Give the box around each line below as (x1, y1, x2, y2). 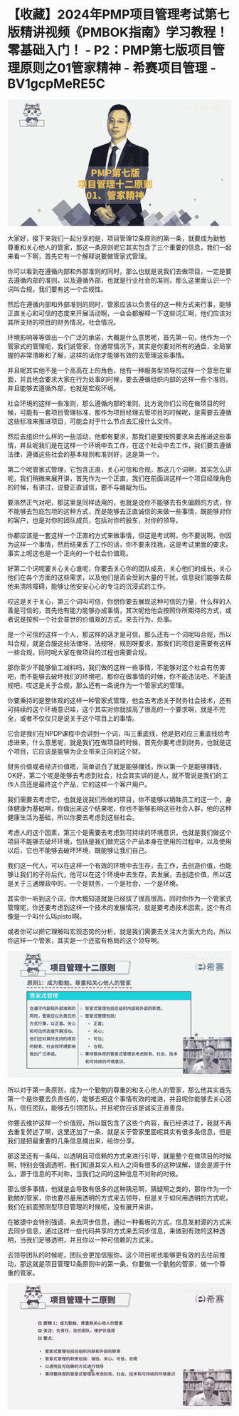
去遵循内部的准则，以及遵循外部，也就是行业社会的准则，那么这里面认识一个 (7, 276, 232, 285)
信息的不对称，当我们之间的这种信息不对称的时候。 (31, 1169, 182, 1178)
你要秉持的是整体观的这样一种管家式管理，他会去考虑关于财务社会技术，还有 (7, 697, 232, 705)
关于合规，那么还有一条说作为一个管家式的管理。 (44, 681, 188, 689)
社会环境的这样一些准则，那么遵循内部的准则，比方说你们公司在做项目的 (7, 399, 219, 408)
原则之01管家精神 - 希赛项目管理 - (20, 60, 217, 76)
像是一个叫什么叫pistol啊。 (7, 912, 86, 921)
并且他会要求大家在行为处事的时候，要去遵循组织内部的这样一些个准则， (19, 375, 232, 384)
